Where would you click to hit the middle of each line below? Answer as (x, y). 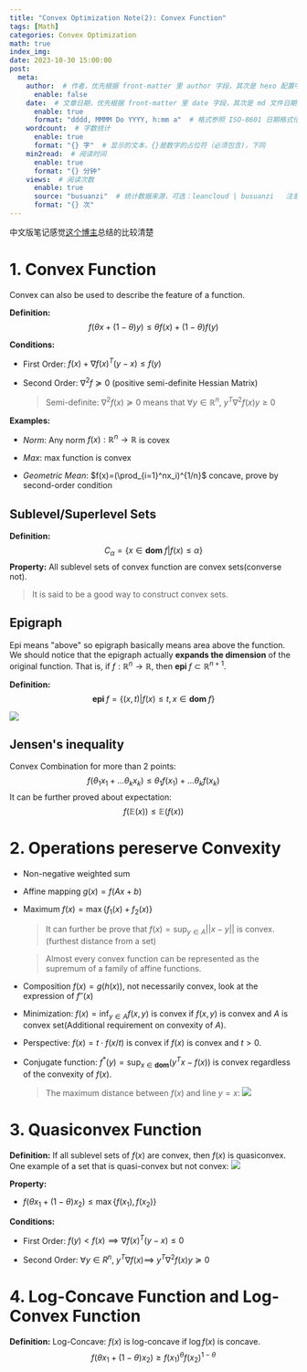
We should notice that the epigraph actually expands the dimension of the (150, 654)
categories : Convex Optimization (73, 35)
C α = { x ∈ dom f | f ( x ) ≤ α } (153, 552)
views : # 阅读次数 (60, 179)
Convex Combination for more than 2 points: (93, 766)
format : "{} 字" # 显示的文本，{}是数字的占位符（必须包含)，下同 (149, 145)
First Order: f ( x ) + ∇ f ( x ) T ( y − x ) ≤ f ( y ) (92, 363)
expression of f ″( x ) (58, 995)
